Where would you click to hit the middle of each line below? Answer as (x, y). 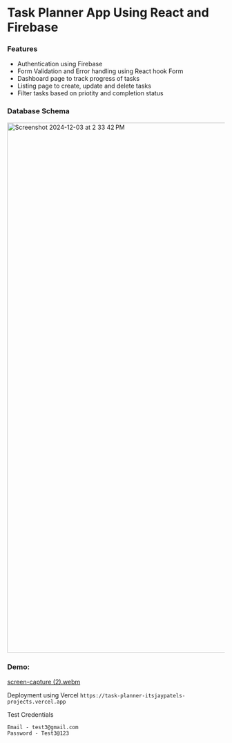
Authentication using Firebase (60, 64)
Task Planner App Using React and (108, 13)
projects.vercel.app (37, 702)
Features (22, 49)
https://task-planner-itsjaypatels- (133, 696)
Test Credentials (30, 715)
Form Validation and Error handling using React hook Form (100, 71)
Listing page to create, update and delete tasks (84, 86)
